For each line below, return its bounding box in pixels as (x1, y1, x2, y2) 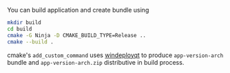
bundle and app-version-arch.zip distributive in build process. (7, 58, 185, 66)
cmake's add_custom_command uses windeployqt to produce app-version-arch (7, 51, 224, 59)
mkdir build (7, 19, 41, 26)
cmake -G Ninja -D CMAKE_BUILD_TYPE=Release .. (7, 32, 147, 39)
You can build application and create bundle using (7, 6, 149, 14)
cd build (7, 25, 32, 32)
